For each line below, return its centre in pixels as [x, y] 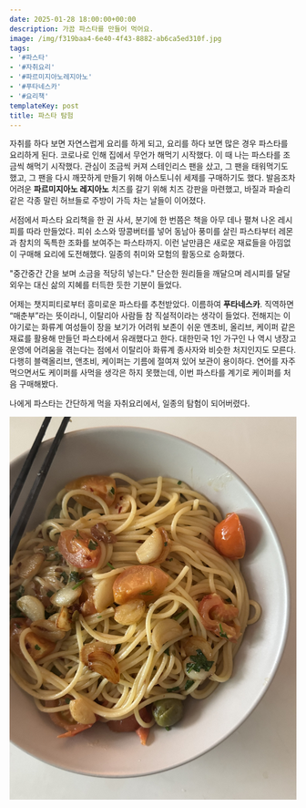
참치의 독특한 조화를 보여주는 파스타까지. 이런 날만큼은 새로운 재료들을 [143, 243]
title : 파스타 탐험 [41, 115]
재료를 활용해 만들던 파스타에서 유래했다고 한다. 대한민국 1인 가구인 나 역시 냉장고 [153, 338]
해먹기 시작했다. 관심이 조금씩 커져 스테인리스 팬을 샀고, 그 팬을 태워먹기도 [157, 166]
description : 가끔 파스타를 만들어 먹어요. [82, 29]
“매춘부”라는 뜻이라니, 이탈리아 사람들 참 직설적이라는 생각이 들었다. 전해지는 [145, 316]
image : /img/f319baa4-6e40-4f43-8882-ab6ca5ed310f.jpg [116, 38]
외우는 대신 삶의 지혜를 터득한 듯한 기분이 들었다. [96, 285]
